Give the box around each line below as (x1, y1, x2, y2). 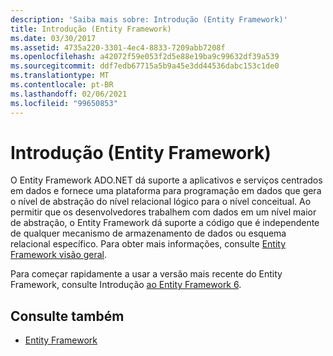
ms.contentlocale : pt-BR (10, 80, 114, 90)
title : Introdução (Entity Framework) (10, 24, 172, 34)
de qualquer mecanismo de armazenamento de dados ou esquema (10, 227, 287, 240)
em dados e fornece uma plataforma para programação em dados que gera (10, 185, 322, 197)
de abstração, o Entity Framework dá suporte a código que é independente (10, 217, 320, 229)
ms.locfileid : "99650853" (10, 98, 118, 108)
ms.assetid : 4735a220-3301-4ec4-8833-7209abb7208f (10, 42, 226, 53)
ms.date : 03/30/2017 (10, 33, 97, 43)
